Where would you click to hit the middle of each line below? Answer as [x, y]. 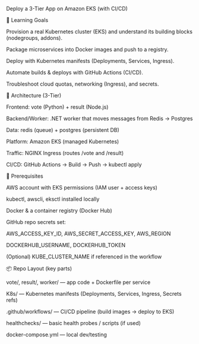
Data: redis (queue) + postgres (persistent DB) [63, 130]
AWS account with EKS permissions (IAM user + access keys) [82, 187]
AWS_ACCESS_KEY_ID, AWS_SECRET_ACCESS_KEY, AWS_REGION [89, 233]
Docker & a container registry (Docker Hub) [59, 211]
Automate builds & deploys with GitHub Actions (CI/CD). [75, 72]
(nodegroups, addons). [34, 38]
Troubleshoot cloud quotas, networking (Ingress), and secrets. [83, 84]
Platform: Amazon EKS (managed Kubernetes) [63, 141]
